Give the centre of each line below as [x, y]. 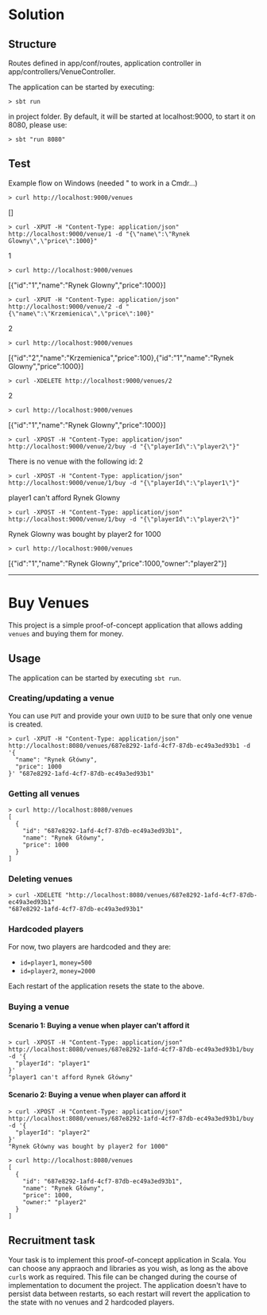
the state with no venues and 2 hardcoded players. [91, 1302]
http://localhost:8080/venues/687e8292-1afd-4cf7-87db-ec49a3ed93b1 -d [129, 746]
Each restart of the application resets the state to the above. [106, 986]
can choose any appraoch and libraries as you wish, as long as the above [128, 1268]
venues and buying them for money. [66, 633]
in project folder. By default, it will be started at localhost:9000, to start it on [132, 116]
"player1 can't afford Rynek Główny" [71, 1077]
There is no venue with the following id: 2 [76, 461]
